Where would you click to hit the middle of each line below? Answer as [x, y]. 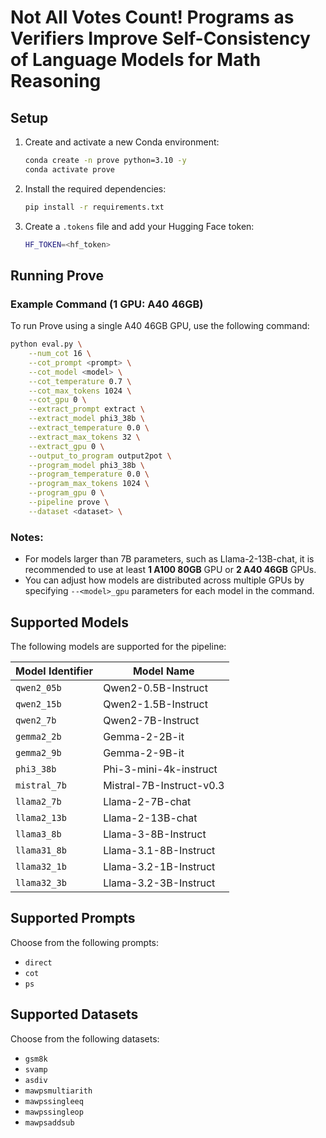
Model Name [163, 671]
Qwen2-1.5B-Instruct [155, 704]
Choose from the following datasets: [85, 1038]
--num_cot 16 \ [60, 354]
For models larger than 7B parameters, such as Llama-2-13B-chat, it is [169, 559]
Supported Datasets [74, 1014]
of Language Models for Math [136, 60]
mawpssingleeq [54, 1101]
